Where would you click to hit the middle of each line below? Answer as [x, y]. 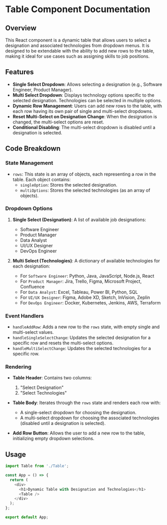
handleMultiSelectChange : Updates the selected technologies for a [81, 348]
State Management [29, 163]
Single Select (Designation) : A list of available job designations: [79, 220]
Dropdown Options [29, 208]
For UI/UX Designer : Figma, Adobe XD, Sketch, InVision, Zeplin [85, 297]
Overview [21, 28]
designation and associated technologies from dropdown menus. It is [77, 46]
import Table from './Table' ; [37, 466]
